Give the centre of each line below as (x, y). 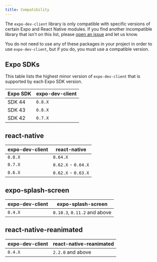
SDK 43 (16, 110)
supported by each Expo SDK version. (44, 81)
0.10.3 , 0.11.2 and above (82, 213)
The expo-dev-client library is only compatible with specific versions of (78, 24)
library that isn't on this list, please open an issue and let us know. (72, 34)
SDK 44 (16, 102)
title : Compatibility (27, 10)
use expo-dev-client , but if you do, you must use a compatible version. (77, 49)
